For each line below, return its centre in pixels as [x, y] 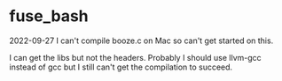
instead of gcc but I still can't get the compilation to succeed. [121, 67]
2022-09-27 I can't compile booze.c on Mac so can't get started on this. [141, 40]
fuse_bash [49, 16]
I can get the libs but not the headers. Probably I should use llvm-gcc [135, 57]
